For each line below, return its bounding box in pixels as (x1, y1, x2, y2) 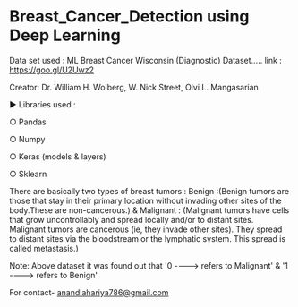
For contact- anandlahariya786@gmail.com (9, 286, 169, 297)
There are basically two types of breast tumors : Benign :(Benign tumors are (9, 185, 289, 196)
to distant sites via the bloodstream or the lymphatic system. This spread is (9, 233, 286, 243)
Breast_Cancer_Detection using (9, 6, 250, 27)
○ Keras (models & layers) (9, 150, 106, 162)
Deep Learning (9, 25, 121, 46)
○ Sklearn (9, 168, 47, 179)
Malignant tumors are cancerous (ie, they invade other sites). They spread (9, 224, 283, 235)
